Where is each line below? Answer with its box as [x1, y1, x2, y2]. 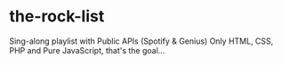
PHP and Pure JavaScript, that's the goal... [9, 45, 165, 55]
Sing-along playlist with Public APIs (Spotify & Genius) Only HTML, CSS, [9, 36, 274, 46]
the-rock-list [9, 6, 105, 27]
